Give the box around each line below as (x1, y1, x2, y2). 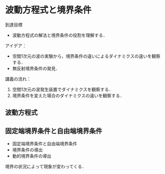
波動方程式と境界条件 (5, 4, 92, 16)
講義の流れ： (5, 76, 31, 82)
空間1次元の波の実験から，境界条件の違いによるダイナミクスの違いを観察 (12, 53, 161, 59)
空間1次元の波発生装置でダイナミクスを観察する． (12, 86, 113, 92)
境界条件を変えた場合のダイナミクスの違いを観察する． (12, 92, 125, 99)
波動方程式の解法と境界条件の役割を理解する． (12, 32, 107, 38)
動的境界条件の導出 (12, 153, 52, 159)
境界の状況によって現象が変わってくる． (5, 164, 87, 170)
